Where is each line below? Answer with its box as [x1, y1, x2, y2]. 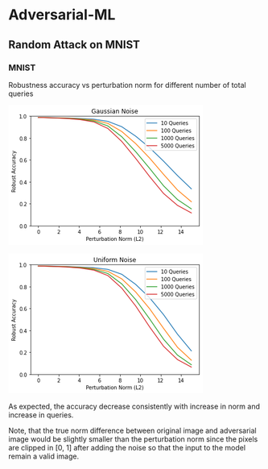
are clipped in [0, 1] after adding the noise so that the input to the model [8, 442, 246, 452]
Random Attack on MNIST [8, 38, 141, 52]
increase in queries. [8, 409, 74, 420]
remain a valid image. [8, 451, 79, 461]
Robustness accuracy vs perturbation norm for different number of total [8, 80, 247, 89]
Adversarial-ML [8, 6, 116, 24]
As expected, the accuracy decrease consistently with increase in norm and [8, 401, 260, 411]
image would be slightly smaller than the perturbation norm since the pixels [8, 434, 258, 444]
